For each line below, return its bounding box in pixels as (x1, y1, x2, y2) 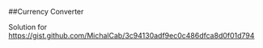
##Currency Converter (8, 7, 84, 16)
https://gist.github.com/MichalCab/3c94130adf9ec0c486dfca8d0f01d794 (8, 31, 255, 40)
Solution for (8, 22, 48, 31)
